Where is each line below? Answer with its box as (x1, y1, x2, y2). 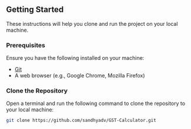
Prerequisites (6, 41, 45, 49)
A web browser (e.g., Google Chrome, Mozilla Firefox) (14, 72, 145, 79)
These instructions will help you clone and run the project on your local (6, 20, 178, 27)
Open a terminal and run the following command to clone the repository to (6, 100, 186, 107)
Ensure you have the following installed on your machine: (6, 55, 145, 62)
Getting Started (6, 5, 64, 15)
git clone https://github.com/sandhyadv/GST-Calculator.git (6, 117, 157, 124)
